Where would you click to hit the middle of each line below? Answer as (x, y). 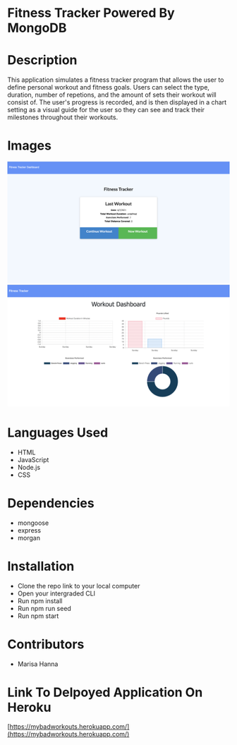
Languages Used (58, 432)
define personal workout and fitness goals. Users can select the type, (109, 87)
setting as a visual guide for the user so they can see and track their (106, 110)
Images (29, 146)
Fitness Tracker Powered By (91, 13)
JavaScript (33, 459)
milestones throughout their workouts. (63, 117)
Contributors (46, 644)
